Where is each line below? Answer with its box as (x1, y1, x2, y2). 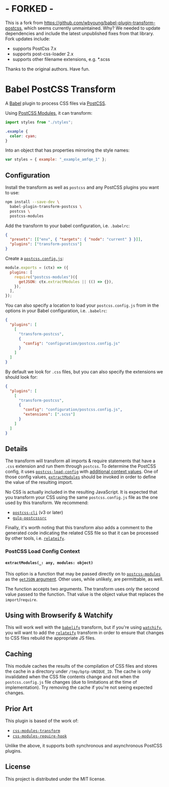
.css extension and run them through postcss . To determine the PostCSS (5, 463, 156, 469)
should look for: (5, 374, 38, 380)
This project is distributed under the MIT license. (5, 776, 106, 782)
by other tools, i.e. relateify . (5, 535, 65, 541)
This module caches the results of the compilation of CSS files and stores (5, 663, 157, 669)
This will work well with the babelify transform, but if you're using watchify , (5, 624, 162, 630)
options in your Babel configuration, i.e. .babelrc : (5, 308, 107, 314)
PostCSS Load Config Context (5, 548, 80, 555)
